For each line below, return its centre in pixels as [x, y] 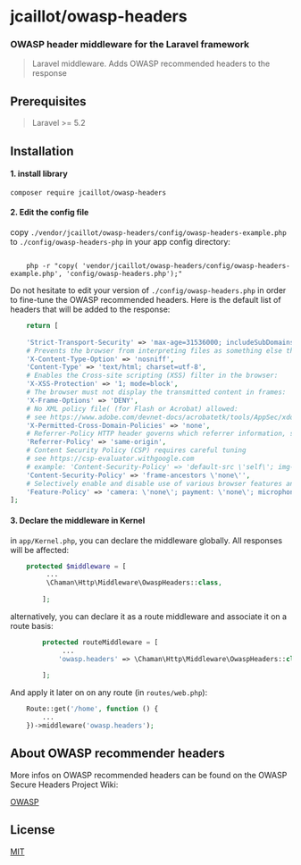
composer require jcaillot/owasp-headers [88, 193]
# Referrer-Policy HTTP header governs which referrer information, [156, 434]
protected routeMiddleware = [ [100, 642]
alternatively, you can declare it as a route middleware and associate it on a [149, 616]
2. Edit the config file [50, 213]
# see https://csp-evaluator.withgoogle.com [110, 459]
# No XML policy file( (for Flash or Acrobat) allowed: [133, 408]
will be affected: [40, 550]
